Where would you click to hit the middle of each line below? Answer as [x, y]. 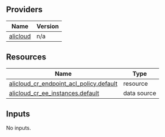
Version [47, 26]
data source [139, 93]
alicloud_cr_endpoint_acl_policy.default [63, 83]
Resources [26, 57]
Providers [24, 10]
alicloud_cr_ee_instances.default [54, 93]
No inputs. [19, 128]
